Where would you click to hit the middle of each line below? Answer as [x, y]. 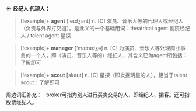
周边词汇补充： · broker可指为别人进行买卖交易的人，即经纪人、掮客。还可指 [98, 95]
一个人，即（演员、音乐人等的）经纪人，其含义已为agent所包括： [109, 55]
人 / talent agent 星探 [45, 36]
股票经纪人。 [21, 102]
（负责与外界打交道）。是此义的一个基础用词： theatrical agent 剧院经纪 [105, 28]
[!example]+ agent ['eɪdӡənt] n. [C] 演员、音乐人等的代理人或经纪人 [102, 21]
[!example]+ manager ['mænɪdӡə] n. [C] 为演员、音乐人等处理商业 [100, 48]
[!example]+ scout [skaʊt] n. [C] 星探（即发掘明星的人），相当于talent [104, 75]
